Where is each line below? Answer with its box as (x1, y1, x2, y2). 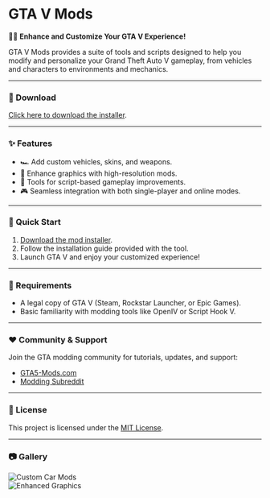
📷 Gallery (8, 450, 48, 462)
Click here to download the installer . (8, 110, 127, 120)
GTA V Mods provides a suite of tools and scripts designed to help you (8, 47, 242, 56)
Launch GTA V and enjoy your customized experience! (19, 251, 201, 262)
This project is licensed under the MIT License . (8, 422, 164, 432)
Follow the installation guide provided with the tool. (19, 243, 189, 253)
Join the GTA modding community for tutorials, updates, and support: (8, 352, 239, 363)
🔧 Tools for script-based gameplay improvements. (19, 176, 186, 186)
